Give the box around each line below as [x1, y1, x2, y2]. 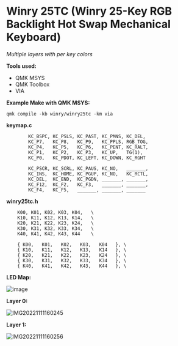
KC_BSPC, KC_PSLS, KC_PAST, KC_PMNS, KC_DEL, [28, 133, 146, 139]
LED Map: [6, 273, 32, 281]
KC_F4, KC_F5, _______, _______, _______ [28, 186, 146, 193]
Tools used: [6, 62, 37, 70]
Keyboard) [6, 31, 61, 44]
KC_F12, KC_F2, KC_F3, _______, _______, [28, 182, 149, 188]
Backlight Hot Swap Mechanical [6, 17, 171, 31]
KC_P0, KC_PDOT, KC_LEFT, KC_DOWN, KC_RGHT [28, 155, 146, 161]
